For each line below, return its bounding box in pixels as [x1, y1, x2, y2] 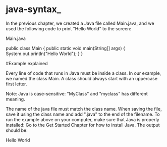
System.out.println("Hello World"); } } [6, 51, 83, 57]
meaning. [6, 96, 25, 102]
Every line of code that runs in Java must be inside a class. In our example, [6, 70, 161, 76]
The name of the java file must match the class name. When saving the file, [6, 106, 162, 112]
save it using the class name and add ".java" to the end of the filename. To [6, 111, 160, 117]
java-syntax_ [6, 4, 62, 15]
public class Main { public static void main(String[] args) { [6, 45, 126, 51]
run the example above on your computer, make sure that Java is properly [6, 116, 159, 122]
